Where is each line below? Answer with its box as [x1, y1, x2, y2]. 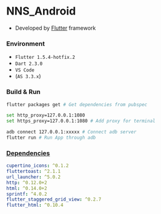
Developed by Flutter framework [15, 24, 96, 32]
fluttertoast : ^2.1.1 [6, 169, 61, 175]
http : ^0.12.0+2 [6, 179, 47, 186]
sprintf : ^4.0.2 [6, 191, 47, 197]
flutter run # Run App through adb [6, 135, 96, 141]
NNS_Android [6, 4, 76, 18]
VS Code [15, 67, 34, 73]
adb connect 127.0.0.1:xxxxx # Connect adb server [6, 129, 137, 135]
